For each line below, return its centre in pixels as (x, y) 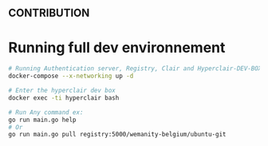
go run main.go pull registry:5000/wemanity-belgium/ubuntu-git (117, 135)
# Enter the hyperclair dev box (62, 91)
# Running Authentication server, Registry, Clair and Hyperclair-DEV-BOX (135, 69)
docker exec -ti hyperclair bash (64, 98)
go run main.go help (43, 120)
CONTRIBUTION (49, 13)
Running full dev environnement (117, 47)
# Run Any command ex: (46, 112)
